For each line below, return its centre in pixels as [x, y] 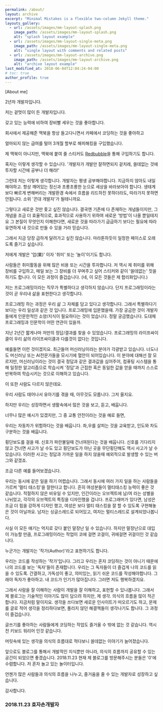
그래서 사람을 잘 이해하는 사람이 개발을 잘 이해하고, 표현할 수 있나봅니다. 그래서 [80, 590]
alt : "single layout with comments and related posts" [71, 50]
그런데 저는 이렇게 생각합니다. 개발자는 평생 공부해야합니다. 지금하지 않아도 [76, 180]
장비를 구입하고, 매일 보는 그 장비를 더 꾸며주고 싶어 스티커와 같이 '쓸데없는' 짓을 [81, 271]
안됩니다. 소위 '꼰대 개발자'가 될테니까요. [43, 199]
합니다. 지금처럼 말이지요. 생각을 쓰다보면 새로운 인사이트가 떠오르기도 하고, [76, 602]
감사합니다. [16, 690]
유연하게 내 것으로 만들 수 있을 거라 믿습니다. [47, 227]
